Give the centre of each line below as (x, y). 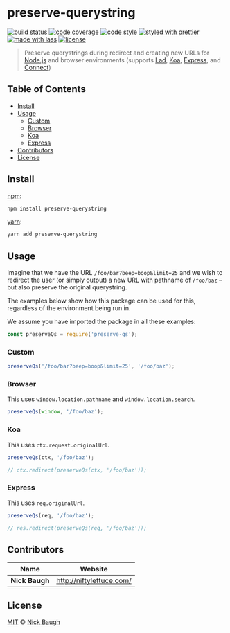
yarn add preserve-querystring (52, 234)
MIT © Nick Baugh (34, 622)
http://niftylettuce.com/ (94, 581)
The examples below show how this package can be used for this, (101, 301)
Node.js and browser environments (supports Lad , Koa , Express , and (122, 60)
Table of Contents (47, 89)
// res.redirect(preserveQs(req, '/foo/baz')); (77, 528)
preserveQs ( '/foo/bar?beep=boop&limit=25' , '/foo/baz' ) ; (91, 366)
